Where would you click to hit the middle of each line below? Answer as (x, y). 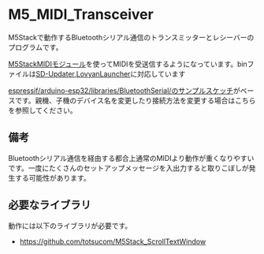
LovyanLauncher (103, 73)
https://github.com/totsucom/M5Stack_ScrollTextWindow (113, 241)
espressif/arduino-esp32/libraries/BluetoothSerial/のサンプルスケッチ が (124, 90)
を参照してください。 (43, 110)
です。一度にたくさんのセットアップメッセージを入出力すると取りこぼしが (129, 168)
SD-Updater (55, 73)
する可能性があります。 (52, 177)
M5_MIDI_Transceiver (81, 15)
